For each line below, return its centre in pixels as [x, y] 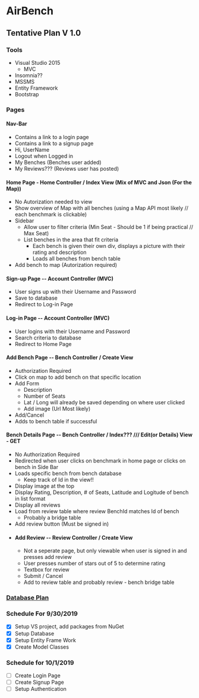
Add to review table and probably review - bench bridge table [99, 582]
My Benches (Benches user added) [58, 162]
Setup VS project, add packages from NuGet [69, 627]
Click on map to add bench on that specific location [78, 377]
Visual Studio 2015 [37, 62]
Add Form [27, 383]
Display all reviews [37, 505]
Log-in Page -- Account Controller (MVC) [58, 318]
